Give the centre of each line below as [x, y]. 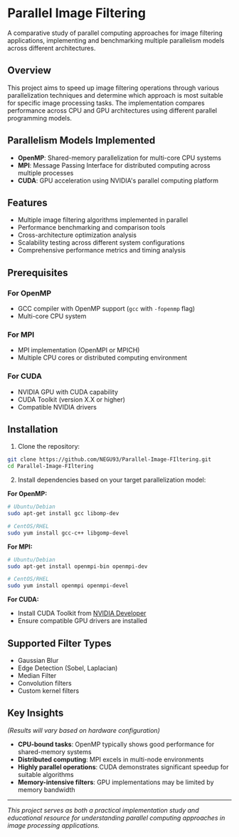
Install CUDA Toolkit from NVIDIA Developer [82, 613]
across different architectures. [52, 48]
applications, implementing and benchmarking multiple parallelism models [116, 40]
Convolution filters [45, 684]
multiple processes [46, 173]
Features [27, 202]
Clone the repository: [49, 447]
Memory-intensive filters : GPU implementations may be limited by [116, 782]
